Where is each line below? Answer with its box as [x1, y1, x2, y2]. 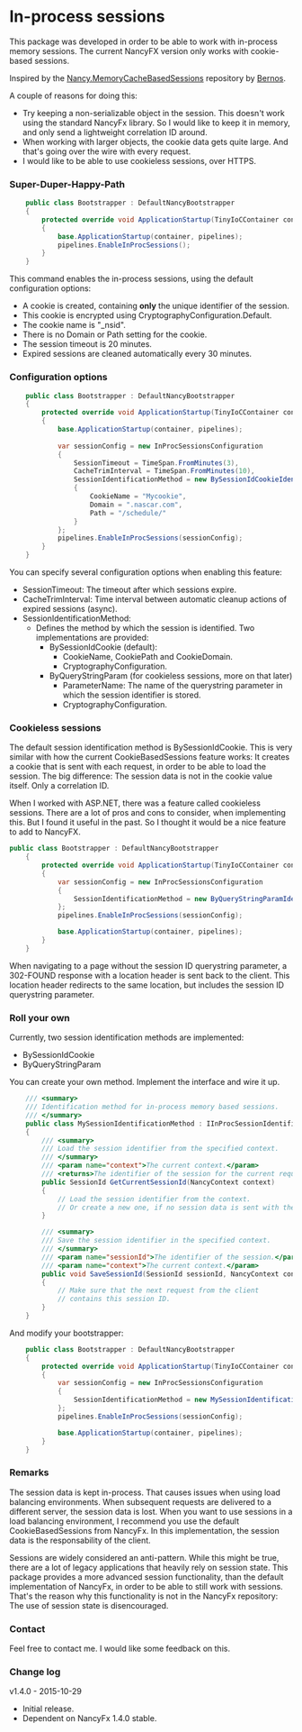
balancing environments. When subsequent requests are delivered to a [9, 1496, 271, 1507]
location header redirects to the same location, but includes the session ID [9, 980, 285, 990]
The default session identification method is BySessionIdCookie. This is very [9, 742, 293, 753]
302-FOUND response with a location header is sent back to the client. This [9, 970, 290, 980]
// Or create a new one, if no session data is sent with [57, 1203, 280, 1212]
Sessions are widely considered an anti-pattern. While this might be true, [9, 1552, 280, 1563]
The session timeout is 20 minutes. [22, 339, 153, 350]
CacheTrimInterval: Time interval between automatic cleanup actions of [22, 594, 288, 605]
